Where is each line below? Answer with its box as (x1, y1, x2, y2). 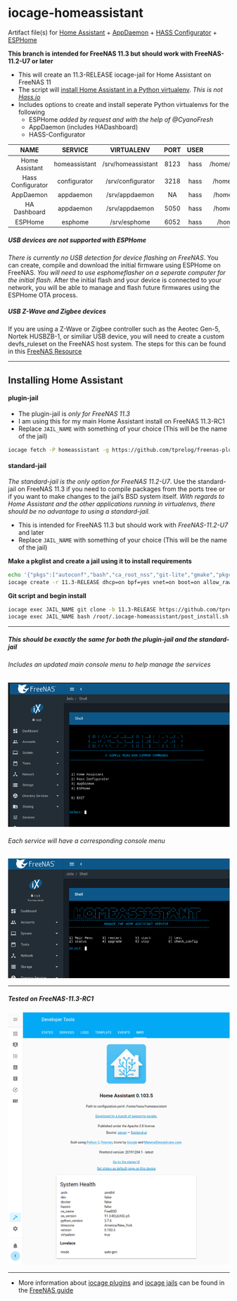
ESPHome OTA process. (8, 291, 78, 300)
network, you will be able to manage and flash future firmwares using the (8, 284, 220, 292)
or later (31, 56, 53, 65)
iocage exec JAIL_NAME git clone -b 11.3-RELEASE (8, 606, 157, 613)
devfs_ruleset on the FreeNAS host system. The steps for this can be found (8, 340, 226, 348)
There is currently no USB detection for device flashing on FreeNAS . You (8, 253, 219, 262)
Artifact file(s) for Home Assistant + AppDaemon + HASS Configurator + (8, 28, 217, 37)
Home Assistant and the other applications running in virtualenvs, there (8, 500, 216, 508)
